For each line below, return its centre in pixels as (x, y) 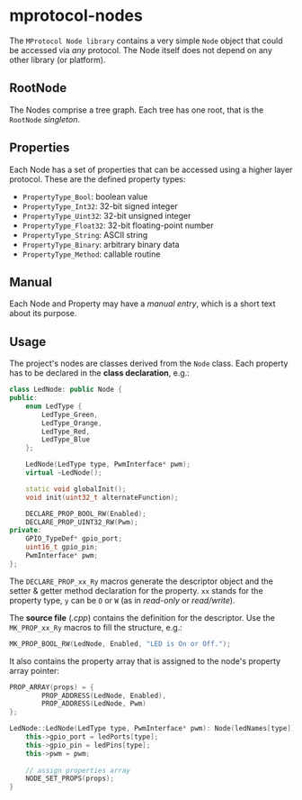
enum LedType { (54, 406)
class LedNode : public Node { (66, 390)
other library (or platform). (58, 59)
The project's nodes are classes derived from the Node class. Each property (149, 364)
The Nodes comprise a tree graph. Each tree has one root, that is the (137, 110)
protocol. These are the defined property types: (98, 179)
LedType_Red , (66, 432)
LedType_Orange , (72, 423)
